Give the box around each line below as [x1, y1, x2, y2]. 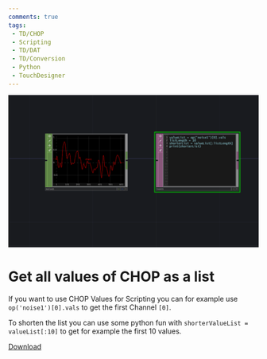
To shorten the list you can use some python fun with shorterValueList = [8, 318, 249, 327]
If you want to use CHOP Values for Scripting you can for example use [8, 294, 238, 303]
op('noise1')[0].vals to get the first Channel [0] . [8, 302, 172, 312]
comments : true [8, 13, 59, 21]
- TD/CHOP [11, 29, 44, 37]
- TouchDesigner [11, 72, 66, 80]
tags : [8, 21, 26, 29]
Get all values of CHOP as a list [8, 267, 215, 286]
